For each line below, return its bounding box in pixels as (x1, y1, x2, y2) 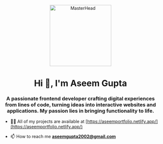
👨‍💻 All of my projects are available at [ (10, 119, 87, 124)
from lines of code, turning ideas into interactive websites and (5, 101, 156, 108)
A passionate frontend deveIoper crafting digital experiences (6, 96, 155, 102)
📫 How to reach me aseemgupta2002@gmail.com (10, 134, 116, 140)
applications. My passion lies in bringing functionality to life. (7, 108, 154, 115)
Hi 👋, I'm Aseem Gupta (34, 78, 127, 89)
